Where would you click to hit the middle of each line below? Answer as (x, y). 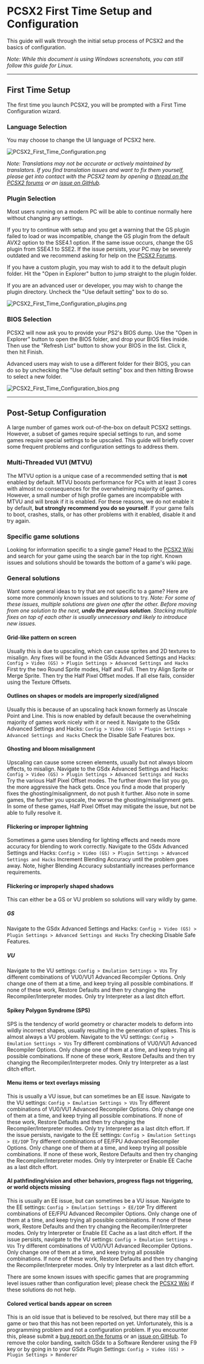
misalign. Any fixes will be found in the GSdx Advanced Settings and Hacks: (101, 657)
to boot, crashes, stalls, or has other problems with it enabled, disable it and (101, 514)
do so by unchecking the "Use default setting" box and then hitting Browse (100, 370)
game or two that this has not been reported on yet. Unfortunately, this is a (100, 1323)
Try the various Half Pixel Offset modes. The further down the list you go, (98, 780)
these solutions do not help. (41, 1290)
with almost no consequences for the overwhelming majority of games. (96, 488)
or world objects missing (39, 1187)
